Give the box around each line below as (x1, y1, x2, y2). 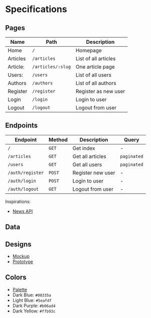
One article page (75, 63, 115, 70)
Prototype (12, 259, 34, 265)
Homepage (75, 47, 102, 54)
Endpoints (5, 121, 38, 130)
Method (48, 136, 68, 143)
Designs (5, 240, 32, 249)
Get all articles (72, 152, 106, 160)
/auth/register (8, 170, 44, 176)
